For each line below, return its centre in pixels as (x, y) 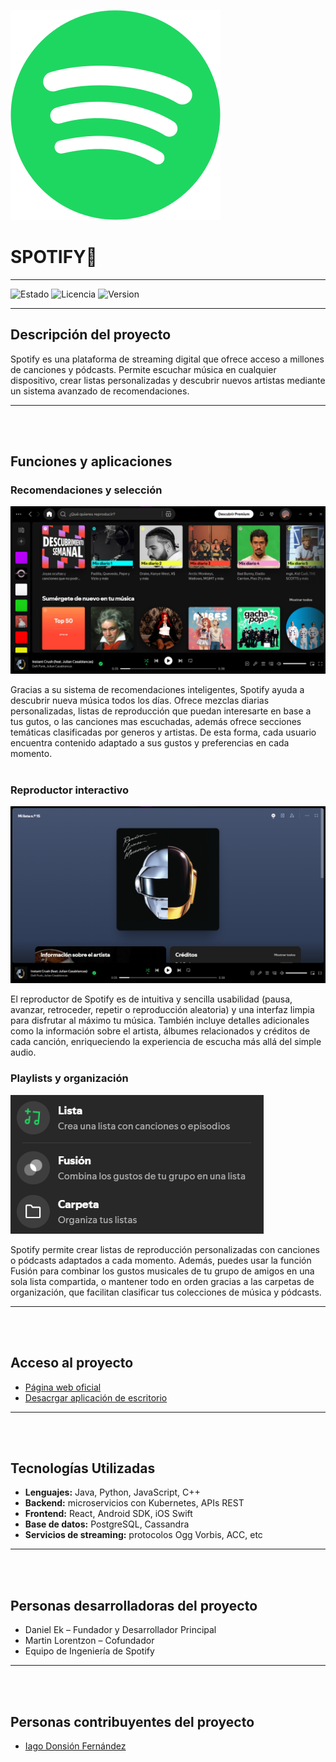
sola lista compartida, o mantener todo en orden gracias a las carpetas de (162, 1281)
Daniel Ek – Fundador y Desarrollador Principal (120, 1630)
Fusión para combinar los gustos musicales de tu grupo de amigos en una (162, 1271)
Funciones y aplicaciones (91, 461)
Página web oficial (63, 1387)
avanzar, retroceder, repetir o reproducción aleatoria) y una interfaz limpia (162, 1010)
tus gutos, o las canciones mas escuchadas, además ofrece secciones (156, 722)
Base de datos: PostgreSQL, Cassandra (107, 1524)
